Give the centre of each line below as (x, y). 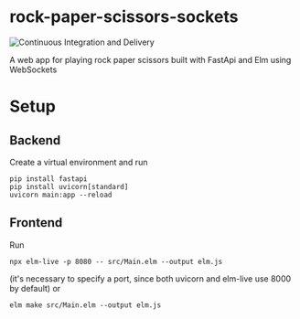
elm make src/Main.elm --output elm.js (86, 305)
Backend (35, 140)
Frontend (36, 223)
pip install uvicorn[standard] (69, 186)
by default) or (35, 288)
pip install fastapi (49, 179)
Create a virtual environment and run (79, 162)
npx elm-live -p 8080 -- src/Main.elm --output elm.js (116, 261)
